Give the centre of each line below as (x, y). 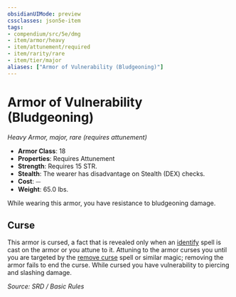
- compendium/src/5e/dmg (44, 34)
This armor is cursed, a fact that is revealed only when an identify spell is (114, 242)
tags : (15, 27)
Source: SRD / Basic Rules (46, 286)
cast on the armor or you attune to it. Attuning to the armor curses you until (117, 250)
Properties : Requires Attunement (66, 158)
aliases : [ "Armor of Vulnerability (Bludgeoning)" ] (85, 67)
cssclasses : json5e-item (44, 21)
